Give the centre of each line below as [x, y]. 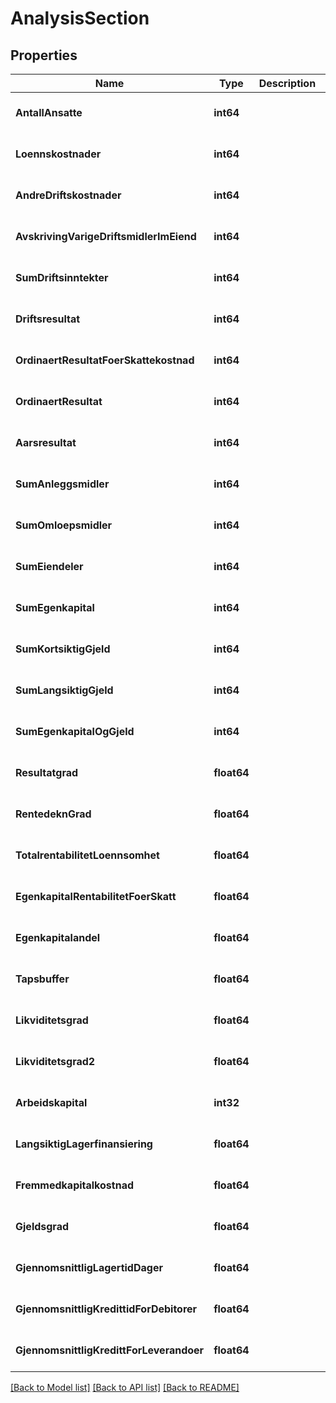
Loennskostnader [58, 154]
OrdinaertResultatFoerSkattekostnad [105, 360]
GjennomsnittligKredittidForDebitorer [106, 1309]
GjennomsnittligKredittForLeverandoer [110, 1350]
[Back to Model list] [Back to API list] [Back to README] [125, 1387]
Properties [44, 55]
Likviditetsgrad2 [55, 1061]
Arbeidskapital [51, 1102]
